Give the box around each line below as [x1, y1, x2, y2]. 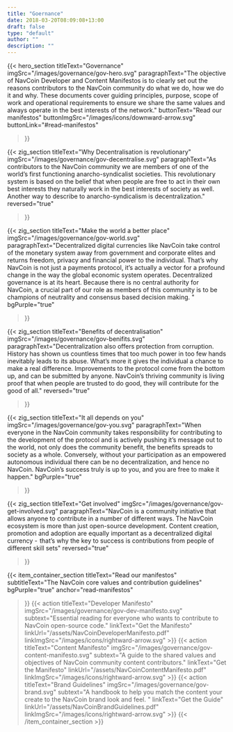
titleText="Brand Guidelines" [24, 681, 106, 689]
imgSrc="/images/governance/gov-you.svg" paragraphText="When [7, 421, 202, 429]
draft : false [7, 23, 45, 30]
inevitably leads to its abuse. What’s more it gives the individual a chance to [7, 357, 224, 365]
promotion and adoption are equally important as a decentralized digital [7, 530, 212, 537]
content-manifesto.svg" [24, 651, 93, 659]
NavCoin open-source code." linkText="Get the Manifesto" [24, 621, 193, 630]
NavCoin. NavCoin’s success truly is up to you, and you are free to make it [7, 466, 220, 473]
